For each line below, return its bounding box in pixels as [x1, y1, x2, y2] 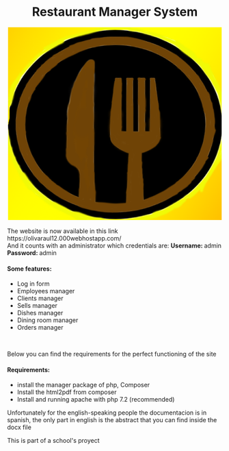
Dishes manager [16, 309, 64, 317]
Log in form [16, 280, 50, 288]
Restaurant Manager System [31, 4, 198, 20]
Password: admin [7, 248, 57, 257]
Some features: [7, 265, 53, 273]
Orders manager [16, 324, 64, 332]
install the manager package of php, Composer [16, 381, 150, 389]
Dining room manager [16, 316, 79, 324]
